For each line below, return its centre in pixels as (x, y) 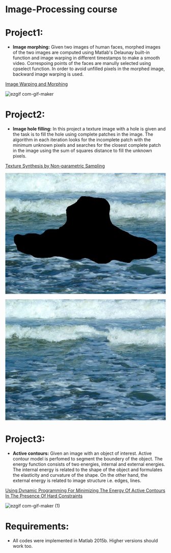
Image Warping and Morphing (37, 84)
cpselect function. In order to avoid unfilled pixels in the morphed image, (89, 69)
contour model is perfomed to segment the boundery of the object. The (88, 459)
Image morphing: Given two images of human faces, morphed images (87, 47)
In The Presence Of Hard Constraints (44, 496)
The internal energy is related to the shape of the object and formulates (88, 470)
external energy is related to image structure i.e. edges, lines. (77, 480)
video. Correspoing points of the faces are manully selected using (82, 63)
